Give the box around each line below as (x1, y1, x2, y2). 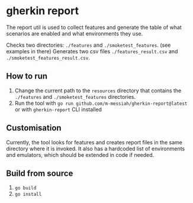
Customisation (6, 123, 62, 133)
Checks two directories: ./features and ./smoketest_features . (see (6, 41, 171, 49)
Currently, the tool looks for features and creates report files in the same (6, 138, 182, 146)
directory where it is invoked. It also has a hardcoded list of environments (6, 145, 185, 152)
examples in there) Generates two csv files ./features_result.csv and (6, 47, 178, 54)
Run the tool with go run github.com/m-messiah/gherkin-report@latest (14, 99, 188, 107)
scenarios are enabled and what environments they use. (6, 30, 143, 37)
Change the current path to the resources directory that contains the (14, 87, 182, 94)
